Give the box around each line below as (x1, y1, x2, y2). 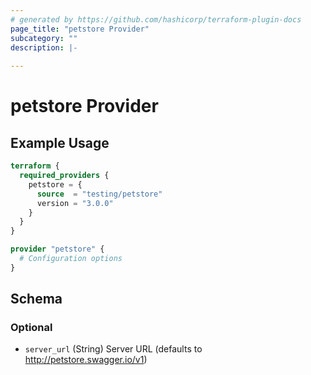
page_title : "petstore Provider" (10, 24, 150, 34)
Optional (10, 321, 53, 335)
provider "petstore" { (10, 244, 105, 255)
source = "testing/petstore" (36, 189, 163, 199)
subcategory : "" (10, 33, 78, 43)
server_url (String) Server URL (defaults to (24, 343, 203, 355)
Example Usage (10, 134, 110, 151)
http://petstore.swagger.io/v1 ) (24, 354, 148, 366)
